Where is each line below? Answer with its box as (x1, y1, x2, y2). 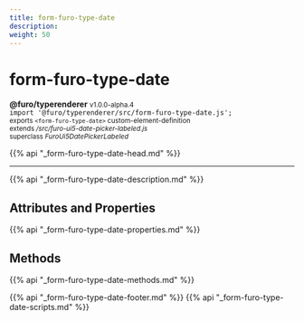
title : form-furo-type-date (9, 13, 116, 23)
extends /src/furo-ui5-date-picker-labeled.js (9, 124, 148, 134)
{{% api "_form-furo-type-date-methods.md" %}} (9, 274, 195, 285)
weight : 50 (9, 30, 51, 39)
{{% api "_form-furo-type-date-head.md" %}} (9, 148, 181, 159)
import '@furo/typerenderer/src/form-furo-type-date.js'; (9, 109, 233, 118)
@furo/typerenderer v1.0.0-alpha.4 (9, 99, 134, 109)
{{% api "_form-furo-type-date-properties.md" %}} (9, 224, 201, 235)
